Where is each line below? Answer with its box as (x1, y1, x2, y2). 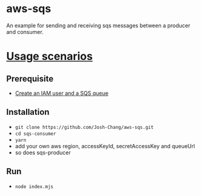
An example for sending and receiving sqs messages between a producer (6, 22, 191, 29)
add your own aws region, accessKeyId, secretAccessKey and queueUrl (15, 142, 196, 149)
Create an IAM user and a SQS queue (15, 90, 109, 97)
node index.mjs (15, 183, 54, 189)
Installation (6, 107, 50, 117)
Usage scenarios (6, 50, 93, 64)
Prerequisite (6, 73, 54, 83)
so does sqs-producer (15, 149, 71, 156)
